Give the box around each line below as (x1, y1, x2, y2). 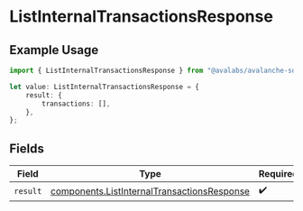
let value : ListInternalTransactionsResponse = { (9, 82, 200, 91)
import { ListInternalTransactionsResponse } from (9, 66, 204, 75)
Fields (9, 141, 45, 156)
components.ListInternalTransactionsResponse (50, 185, 251, 197)
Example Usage (9, 42, 99, 58)
